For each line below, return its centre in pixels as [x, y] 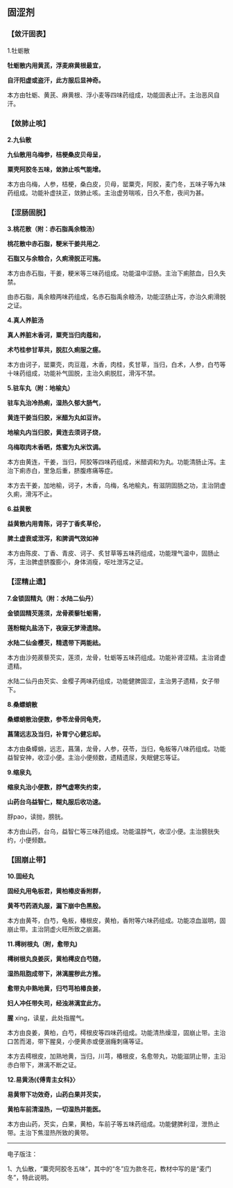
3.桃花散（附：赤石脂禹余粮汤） [53, 229]
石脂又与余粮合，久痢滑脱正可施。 [56, 259]
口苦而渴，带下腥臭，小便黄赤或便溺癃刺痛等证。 [77, 1041]
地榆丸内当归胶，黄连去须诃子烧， [56, 433]
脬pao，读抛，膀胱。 [37, 817]
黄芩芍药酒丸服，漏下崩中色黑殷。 [56, 906]
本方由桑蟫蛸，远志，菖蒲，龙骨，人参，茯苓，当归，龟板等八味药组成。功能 [116, 748]
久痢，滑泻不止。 [32, 494]
